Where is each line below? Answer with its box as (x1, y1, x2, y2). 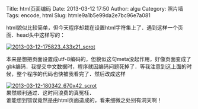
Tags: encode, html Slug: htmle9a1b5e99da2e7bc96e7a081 (6, 12, 151, 19)
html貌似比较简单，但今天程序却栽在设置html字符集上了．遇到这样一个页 (6, 24, 184, 31)
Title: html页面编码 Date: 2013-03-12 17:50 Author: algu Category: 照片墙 (6, 5, 184, 12)
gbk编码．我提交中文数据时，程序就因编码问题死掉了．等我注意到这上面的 (6, 63, 187, 70)
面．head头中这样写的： (6, 31, 66, 39)
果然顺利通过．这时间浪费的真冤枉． (6, 89, 95, 96)
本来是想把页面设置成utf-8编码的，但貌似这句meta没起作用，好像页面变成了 (6, 56, 191, 62)
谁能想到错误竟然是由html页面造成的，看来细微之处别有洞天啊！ (6, 97, 162, 104)
